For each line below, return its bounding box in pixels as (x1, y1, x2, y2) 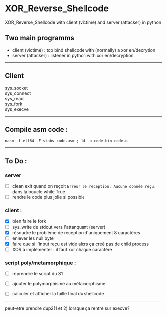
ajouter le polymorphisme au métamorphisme (12, 281, 106, 287)
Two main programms (5, 34, 75, 42)
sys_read (5, 95, 24, 101)
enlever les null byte (12, 235, 54, 241)
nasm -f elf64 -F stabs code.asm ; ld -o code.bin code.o (5, 138, 128, 144)
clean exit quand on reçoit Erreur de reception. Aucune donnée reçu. (12, 183, 156, 189)
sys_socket (5, 85, 28, 91)
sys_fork (5, 101, 23, 107)
